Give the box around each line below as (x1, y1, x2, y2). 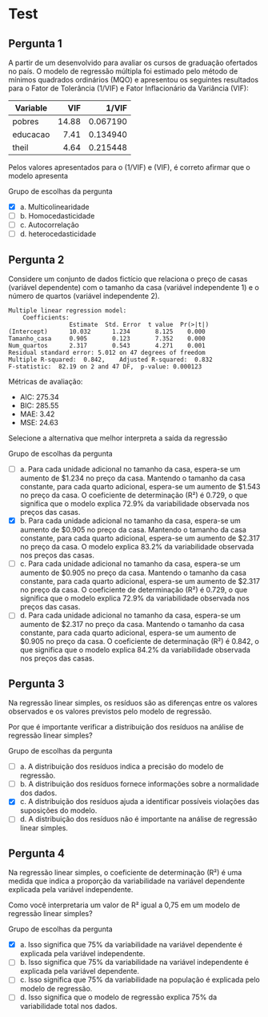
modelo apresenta (8, 171, 69, 180)
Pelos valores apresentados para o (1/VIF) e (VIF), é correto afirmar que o (8, 163, 250, 172)
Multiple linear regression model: (8, 307, 127, 315)
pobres (12, 116, 39, 127)
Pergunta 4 (8, 846, 66, 860)
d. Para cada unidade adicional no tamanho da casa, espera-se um (19, 610, 242, 621)
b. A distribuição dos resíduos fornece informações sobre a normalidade (19, 779, 260, 789)
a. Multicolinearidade (19, 202, 90, 211)
